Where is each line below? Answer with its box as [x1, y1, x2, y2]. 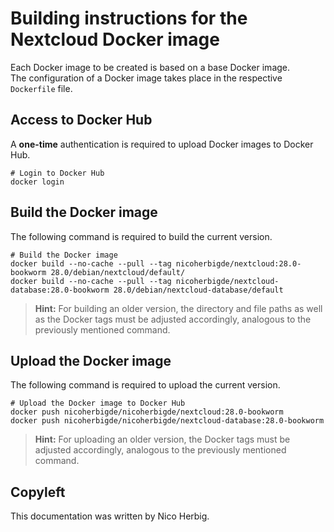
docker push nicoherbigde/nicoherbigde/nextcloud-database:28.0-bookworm [10, 416, 325, 426]
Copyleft [10, 483, 66, 501]
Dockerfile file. [10, 82, 73, 94]
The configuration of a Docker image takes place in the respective [10, 72, 283, 84]
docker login [10, 177, 65, 187]
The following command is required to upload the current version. [10, 379, 281, 391]
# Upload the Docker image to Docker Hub [10, 398, 186, 409]
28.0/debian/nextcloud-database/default [113, 285, 284, 295]
